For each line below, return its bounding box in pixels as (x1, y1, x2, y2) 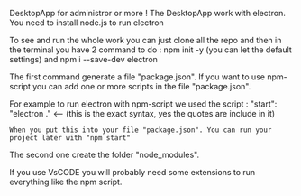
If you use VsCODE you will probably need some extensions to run (9, 167, 256, 177)
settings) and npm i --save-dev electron (9, 54, 158, 64)
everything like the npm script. (9, 176, 123, 187)
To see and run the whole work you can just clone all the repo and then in (9, 35, 282, 45)
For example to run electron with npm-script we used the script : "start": (9, 98, 278, 109)
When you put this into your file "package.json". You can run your (9, 126, 272, 135)
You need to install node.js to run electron (9, 17, 164, 28)
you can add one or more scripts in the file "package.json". (32, 81, 251, 91)
